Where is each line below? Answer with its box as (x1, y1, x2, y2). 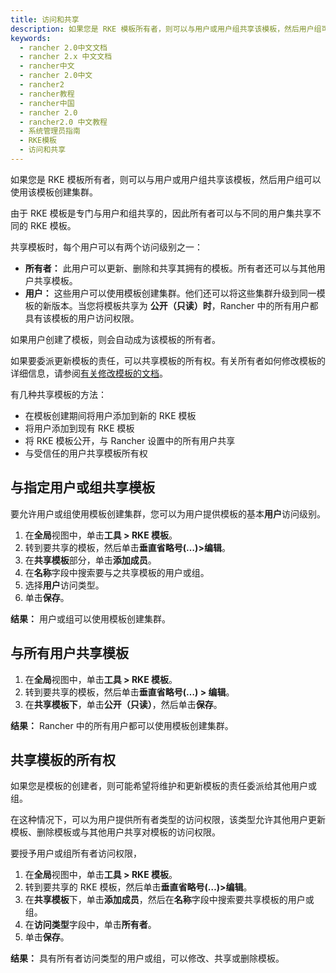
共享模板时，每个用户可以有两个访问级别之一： (10, 241, 203, 253)
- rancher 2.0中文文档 (19, 42, 108, 53)
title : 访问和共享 (10, 14, 80, 25)
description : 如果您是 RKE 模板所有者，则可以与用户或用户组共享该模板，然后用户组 (10, 24, 322, 34)
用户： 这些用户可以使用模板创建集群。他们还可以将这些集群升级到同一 (24, 287, 317, 299)
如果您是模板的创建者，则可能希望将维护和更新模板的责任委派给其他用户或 (10, 780, 317, 792)
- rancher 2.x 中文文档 (19, 52, 113, 62)
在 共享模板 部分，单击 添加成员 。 (24, 554, 157, 566)
